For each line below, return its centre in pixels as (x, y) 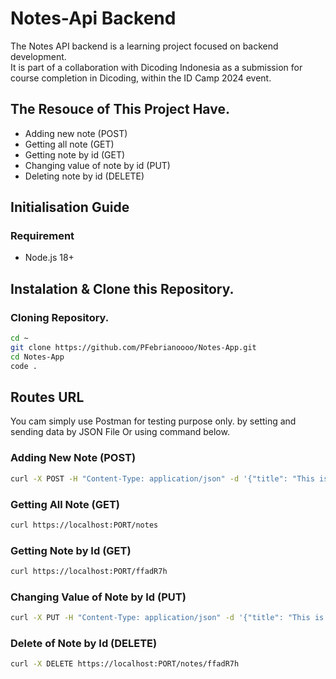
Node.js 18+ (49, 258)
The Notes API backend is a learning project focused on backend (144, 46)
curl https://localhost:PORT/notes (84, 525)
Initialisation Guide (70, 207)
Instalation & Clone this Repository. (122, 288)
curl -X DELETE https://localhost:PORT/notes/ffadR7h (125, 664)
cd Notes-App (37, 357)
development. (38, 56)
